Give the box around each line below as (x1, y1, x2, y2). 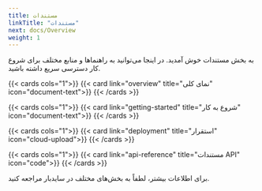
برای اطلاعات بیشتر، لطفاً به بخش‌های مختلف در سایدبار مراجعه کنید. (8, 174, 210, 183)
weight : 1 (8, 33, 41, 42)
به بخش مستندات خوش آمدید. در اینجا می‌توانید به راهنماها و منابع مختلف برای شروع (8, 55, 254, 65)
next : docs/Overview (8, 26, 77, 34)
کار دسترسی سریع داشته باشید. (8, 64, 101, 73)
